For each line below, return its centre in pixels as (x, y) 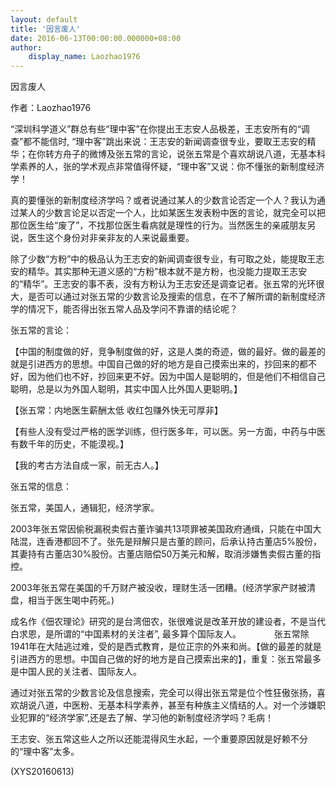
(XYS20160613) (42, 772)
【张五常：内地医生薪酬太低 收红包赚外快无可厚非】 (116, 410)
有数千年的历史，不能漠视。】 (69, 444)
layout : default (44, 19)
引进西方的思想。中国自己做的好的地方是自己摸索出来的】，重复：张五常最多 (166, 659)
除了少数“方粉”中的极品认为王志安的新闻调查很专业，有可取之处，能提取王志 (167, 259)
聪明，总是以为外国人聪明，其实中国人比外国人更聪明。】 (126, 389)
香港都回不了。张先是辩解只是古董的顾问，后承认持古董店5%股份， (183, 542)
